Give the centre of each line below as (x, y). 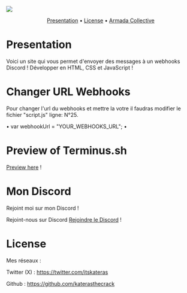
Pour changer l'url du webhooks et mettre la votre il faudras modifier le (93, 108)
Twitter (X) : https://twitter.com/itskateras (57, 272)
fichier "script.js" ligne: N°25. (42, 114)
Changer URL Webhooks (68, 92)
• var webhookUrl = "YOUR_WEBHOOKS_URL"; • (67, 126)
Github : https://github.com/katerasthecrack (61, 283)
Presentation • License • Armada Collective (101, 20)
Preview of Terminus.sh (67, 151)
